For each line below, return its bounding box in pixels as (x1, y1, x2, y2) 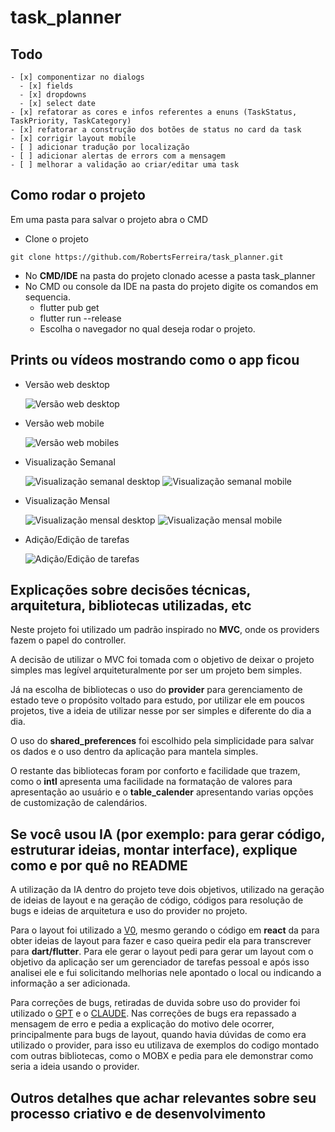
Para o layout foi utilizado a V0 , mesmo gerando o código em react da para (10, 924, 320, 936)
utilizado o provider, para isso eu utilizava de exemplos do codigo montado (10, 1039, 320, 1051)
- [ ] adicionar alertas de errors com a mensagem (10, 151, 226, 161)
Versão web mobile (24, 417, 105, 429)
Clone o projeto (24, 232, 89, 245)
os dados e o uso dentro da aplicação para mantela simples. (10, 746, 259, 758)
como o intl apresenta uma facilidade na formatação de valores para (10, 776, 293, 788)
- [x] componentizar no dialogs (10, 72, 145, 82)
